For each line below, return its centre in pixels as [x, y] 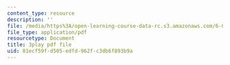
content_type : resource [41, 13]
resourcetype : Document [41, 39]
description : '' [30, 20]
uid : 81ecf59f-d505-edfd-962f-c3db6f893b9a [70, 51]
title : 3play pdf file [39, 45]
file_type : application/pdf [47, 32]
